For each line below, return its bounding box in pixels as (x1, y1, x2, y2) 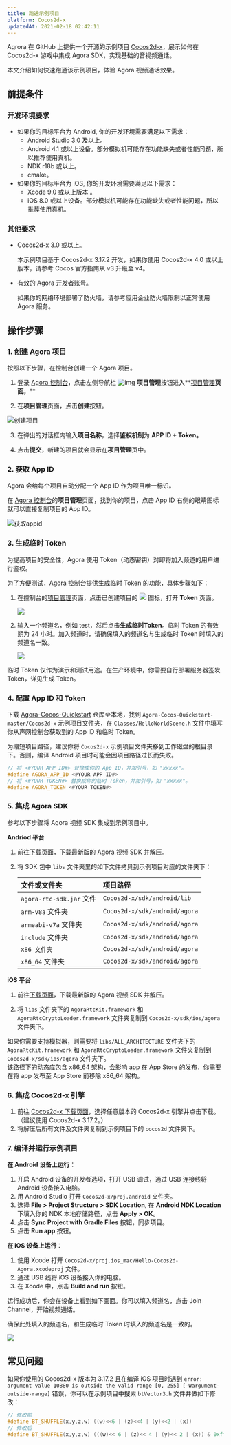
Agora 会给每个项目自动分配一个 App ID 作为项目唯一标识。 (7, 481, 175, 490)
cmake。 (27, 170, 53, 179)
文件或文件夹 (20, 880, 63, 890)
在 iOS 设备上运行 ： (7, 1242, 63, 1250)
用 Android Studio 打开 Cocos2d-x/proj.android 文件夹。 (16, 1193, 177, 1201)
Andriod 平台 (7, 833, 45, 841)
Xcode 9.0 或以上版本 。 (27, 188, 96, 197)
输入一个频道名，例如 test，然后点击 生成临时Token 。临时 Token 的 (16, 621, 208, 629)
